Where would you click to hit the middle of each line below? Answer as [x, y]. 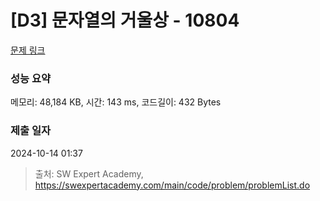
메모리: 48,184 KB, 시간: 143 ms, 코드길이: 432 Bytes [116, 102]
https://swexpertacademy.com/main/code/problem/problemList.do [172, 185]
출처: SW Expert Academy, [89, 173]
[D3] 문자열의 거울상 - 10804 [125, 20]
